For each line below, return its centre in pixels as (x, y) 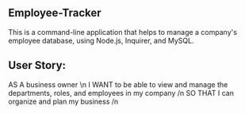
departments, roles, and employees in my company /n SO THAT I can (121, 93)
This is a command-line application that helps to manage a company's (123, 32)
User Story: (37, 65)
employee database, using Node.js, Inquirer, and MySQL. (101, 40)
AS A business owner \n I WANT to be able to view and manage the (118, 84)
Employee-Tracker (55, 13)
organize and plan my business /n (63, 101)
